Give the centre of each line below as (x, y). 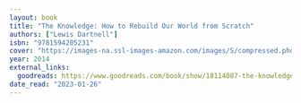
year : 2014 (30, 59)
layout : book (34, 17)
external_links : (39, 68)
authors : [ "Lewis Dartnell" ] (64, 34)
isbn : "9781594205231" (52, 43)
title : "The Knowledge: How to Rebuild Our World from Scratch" (132, 26)
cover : (21, 51)
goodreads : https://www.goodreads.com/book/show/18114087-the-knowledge (156, 76)
